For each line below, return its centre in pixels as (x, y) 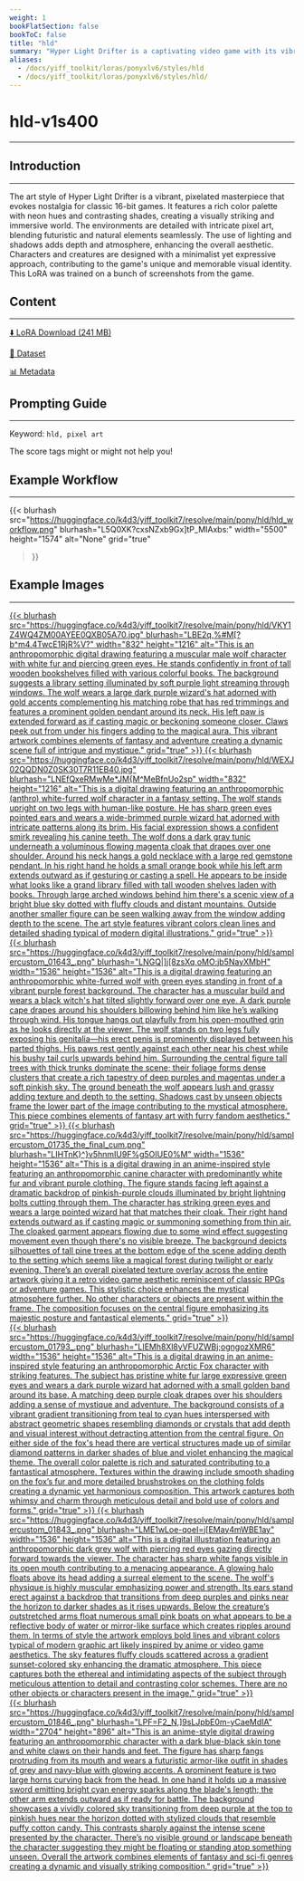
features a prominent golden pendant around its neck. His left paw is (137, 711)
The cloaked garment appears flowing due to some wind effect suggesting (148, 1231)
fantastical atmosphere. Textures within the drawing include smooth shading (152, 1472)
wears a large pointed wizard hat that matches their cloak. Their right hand (148, 1212)
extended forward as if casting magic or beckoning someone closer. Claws (149, 721)
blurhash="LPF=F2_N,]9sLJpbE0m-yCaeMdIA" (185, 1722)
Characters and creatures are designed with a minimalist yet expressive (143, 254)
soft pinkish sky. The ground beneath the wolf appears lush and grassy (142, 1087)
